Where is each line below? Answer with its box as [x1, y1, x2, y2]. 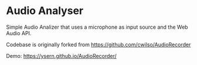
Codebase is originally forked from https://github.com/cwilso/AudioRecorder [6, 41, 191, 48]
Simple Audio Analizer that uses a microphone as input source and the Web [6, 23, 189, 30]
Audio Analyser [6, 4, 84, 18]
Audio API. [6, 29, 32, 36]
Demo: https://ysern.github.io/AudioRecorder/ [6, 52, 117, 59]
